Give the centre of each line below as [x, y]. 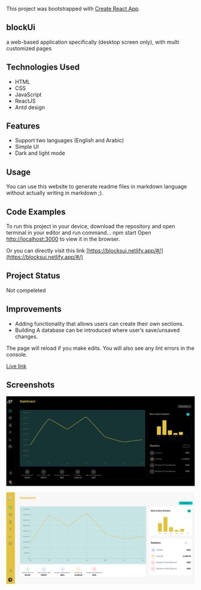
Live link [16, 366]
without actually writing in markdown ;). [55, 193]
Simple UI [27, 147]
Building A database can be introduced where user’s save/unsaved [97, 330]
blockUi [21, 27]
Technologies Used [43, 68]
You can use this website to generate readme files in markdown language [97, 187]
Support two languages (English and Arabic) [69, 140]
